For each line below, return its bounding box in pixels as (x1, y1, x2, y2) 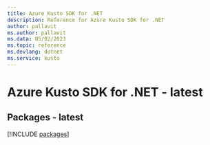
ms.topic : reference (7, 42, 67, 49)
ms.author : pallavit (7, 29, 67, 36)
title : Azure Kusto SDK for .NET (7, 10, 103, 17)
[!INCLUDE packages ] (7, 130, 70, 138)
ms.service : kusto (7, 55, 60, 62)
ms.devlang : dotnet (7, 49, 63, 56)
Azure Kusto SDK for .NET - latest (7, 84, 203, 100)
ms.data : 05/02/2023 (7, 36, 67, 43)
